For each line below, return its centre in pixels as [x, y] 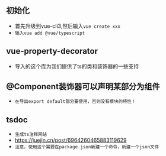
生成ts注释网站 [31, 135]
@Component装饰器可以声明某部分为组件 [83, 87]
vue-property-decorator [52, 51]
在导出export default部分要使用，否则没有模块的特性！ [75, 102]
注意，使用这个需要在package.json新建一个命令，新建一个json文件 [87, 147]
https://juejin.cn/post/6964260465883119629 [71, 140]
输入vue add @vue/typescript [50, 33]
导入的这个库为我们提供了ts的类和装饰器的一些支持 [77, 66]
